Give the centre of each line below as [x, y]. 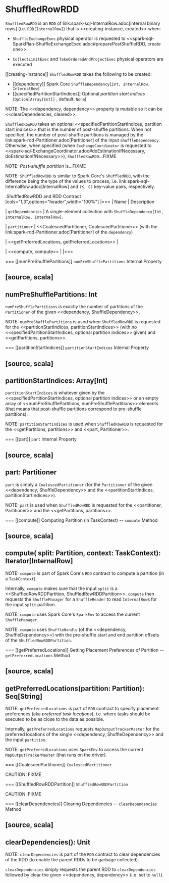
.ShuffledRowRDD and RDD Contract [43, 196]
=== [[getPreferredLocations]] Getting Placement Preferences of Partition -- [84, 650]
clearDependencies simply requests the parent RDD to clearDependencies [81, 869]
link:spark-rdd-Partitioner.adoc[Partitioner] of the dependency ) [69, 232]
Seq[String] [24, 696]
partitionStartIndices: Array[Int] [57, 381]
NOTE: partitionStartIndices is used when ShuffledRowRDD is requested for [84, 424]
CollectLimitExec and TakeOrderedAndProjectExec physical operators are [88, 59]
